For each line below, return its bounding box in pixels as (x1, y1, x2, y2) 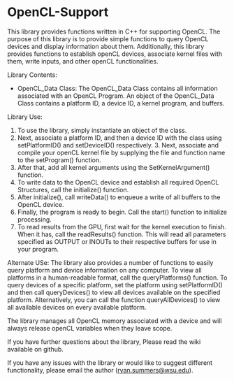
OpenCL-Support (7, 4, 109, 20)
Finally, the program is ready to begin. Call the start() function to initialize (17, 208, 227, 216)
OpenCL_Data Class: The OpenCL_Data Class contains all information (17, 84, 218, 92)
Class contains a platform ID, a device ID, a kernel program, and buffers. (17, 99, 225, 107)
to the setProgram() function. (17, 155, 101, 164)
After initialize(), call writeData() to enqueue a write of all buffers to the (17, 193, 221, 201)
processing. (17, 215, 52, 224)
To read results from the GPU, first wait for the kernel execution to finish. (17, 222, 227, 231)
